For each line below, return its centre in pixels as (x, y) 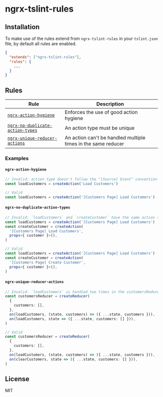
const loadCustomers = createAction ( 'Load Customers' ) (62, 184)
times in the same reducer (95, 144)
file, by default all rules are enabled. (41, 44)
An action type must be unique (100, 128)
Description (110, 104)
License (17, 379)
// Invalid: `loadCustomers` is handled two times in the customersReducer (83, 292)
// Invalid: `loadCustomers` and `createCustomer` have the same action (80, 217)
